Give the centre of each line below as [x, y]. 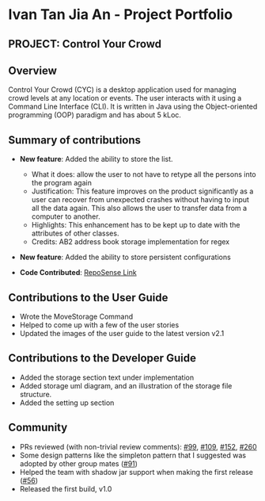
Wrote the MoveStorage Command [76, 317]
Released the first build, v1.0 [66, 488]
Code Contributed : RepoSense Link [78, 273]
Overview [33, 70]
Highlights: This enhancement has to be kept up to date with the [136, 225]
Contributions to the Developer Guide [102, 358]
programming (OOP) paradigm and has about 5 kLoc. [95, 115]
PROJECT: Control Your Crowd [85, 44]
